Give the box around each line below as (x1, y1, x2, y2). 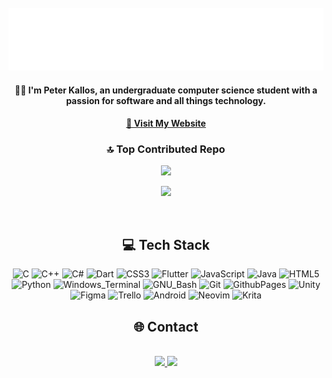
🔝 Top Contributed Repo (106, 142, 226, 156)
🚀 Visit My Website (126, 117, 206, 130)
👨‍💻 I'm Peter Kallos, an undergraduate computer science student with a (14, 84, 318, 96)
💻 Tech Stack (121, 236, 211, 253)
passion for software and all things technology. (66, 94, 266, 106)
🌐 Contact (133, 318, 199, 335)
